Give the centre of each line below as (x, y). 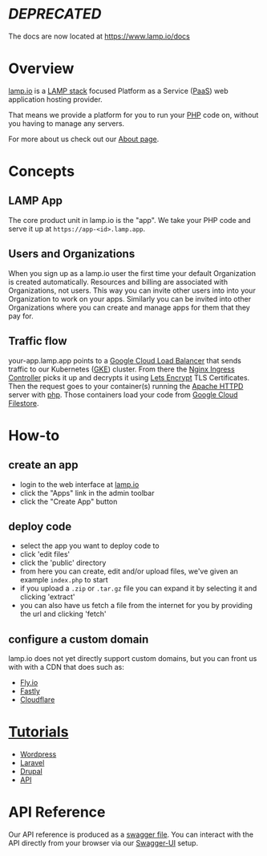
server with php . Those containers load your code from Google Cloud (123, 395)
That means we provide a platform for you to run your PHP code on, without (133, 115)
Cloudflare (37, 700)
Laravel (32, 763)
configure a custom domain (79, 639)
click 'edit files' (45, 554)
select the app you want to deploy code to (89, 546)
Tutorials (38, 732)
